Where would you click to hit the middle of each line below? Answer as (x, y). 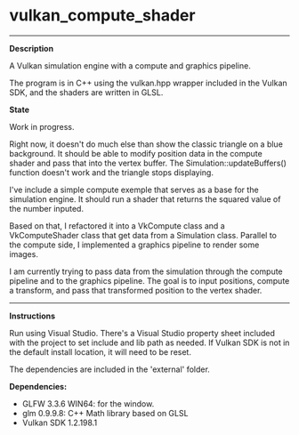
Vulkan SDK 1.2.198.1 (60, 423)
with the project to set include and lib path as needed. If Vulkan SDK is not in (149, 342)
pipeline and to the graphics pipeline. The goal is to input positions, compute (149, 280)
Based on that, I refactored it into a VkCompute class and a (117, 226)
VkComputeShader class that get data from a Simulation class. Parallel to (143, 235)
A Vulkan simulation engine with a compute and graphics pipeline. (130, 65)
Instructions (32, 316)
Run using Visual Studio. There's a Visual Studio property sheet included (142, 333)
